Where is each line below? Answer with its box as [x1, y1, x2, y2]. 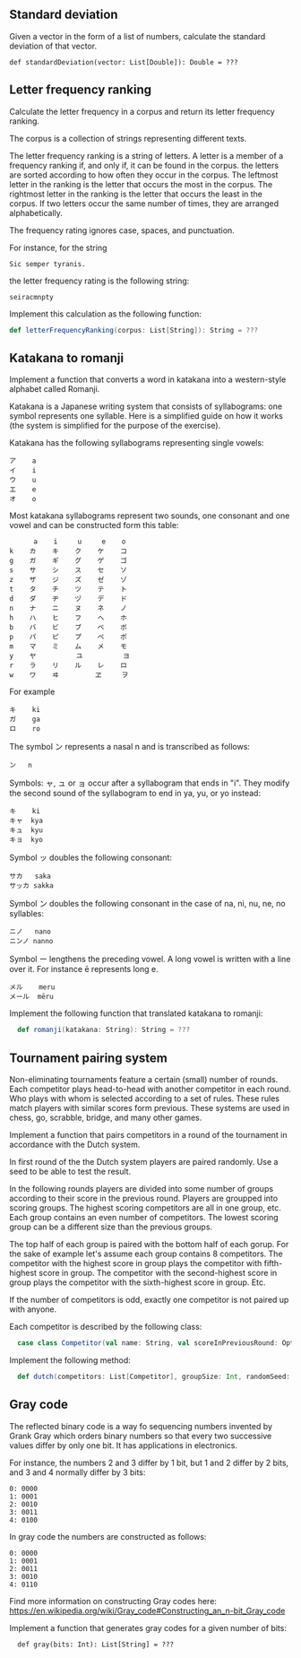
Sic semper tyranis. [9, 259, 87, 268]
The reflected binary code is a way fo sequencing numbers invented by [9, 1420, 273, 1431]
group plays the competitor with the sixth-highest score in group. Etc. [9, 1277, 266, 1288]
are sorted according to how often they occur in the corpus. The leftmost [9, 169, 279, 180]
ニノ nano [9, 927, 51, 936]
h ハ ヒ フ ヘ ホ [9, 613, 127, 622]
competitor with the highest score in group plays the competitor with [9, 1258, 262, 1268]
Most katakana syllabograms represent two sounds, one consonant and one [9, 510, 290, 521]
